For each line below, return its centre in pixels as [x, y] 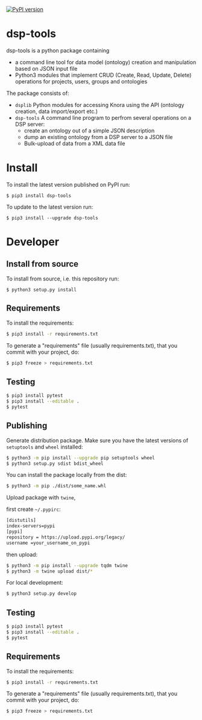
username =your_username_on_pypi [48, 543]
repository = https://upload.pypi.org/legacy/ [66, 537]
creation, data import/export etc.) [56, 111]
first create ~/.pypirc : [33, 509]
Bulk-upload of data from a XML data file [74, 143]
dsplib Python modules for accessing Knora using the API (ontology [99, 105]
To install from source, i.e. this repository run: [63, 279]
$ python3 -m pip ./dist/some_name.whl [56, 486]
